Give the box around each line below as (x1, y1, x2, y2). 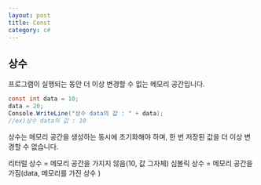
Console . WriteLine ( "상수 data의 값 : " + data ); (8, 109, 164, 118)
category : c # (8, 26, 51, 34)
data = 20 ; (8, 103, 44, 111)
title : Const (8, 19, 51, 27)
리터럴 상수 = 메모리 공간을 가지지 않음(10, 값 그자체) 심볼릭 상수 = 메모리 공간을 (8, 158, 253, 168)
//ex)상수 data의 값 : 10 (8, 117, 86, 125)
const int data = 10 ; (8, 95, 79, 103)
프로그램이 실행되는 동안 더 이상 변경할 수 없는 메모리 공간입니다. (8, 79, 206, 89)
